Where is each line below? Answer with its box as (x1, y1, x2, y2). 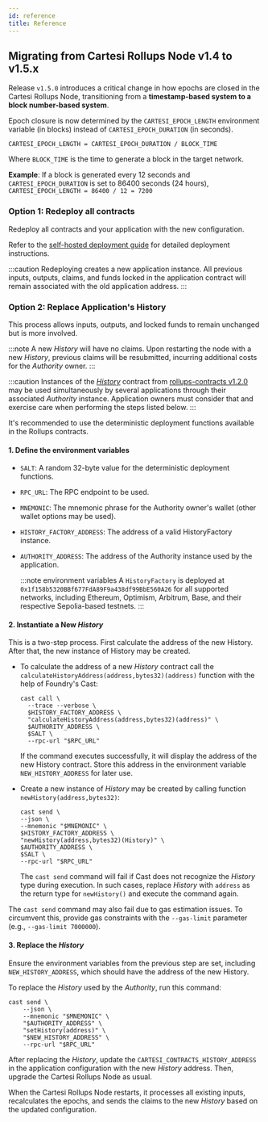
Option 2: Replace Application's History (8, 301, 167, 312)
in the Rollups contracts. (8, 426, 89, 436)
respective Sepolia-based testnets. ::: (19, 601, 145, 611)
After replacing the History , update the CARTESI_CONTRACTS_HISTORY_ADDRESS (8, 1054, 257, 1064)
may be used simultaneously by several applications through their (8, 385, 227, 395)
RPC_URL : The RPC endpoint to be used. (19, 488, 150, 497)
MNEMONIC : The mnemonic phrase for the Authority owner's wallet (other (19, 503, 257, 513)
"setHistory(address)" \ (23, 1026, 106, 1034)
